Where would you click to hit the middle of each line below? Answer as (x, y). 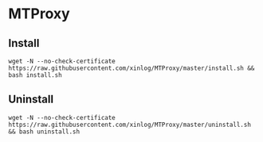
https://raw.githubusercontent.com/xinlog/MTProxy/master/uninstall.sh (130, 125)
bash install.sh (35, 75)
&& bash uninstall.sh (44, 132)
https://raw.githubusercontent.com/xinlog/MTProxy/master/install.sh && (131, 68)
